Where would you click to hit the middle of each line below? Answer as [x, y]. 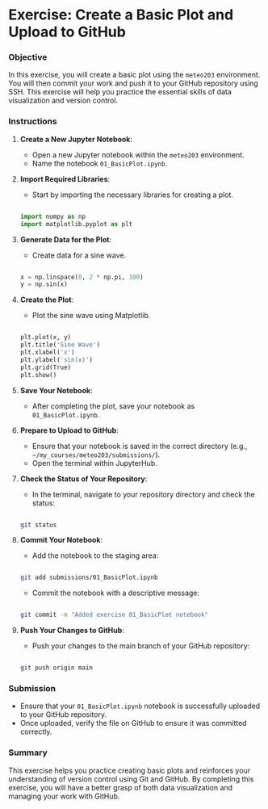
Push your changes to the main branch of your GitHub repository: [141, 646]
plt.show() [38, 375]
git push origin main [56, 668]
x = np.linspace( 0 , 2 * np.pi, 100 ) [82, 277]
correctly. [36, 731]
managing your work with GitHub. [64, 796]
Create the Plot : [47, 300]
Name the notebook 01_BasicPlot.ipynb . [100, 163]
